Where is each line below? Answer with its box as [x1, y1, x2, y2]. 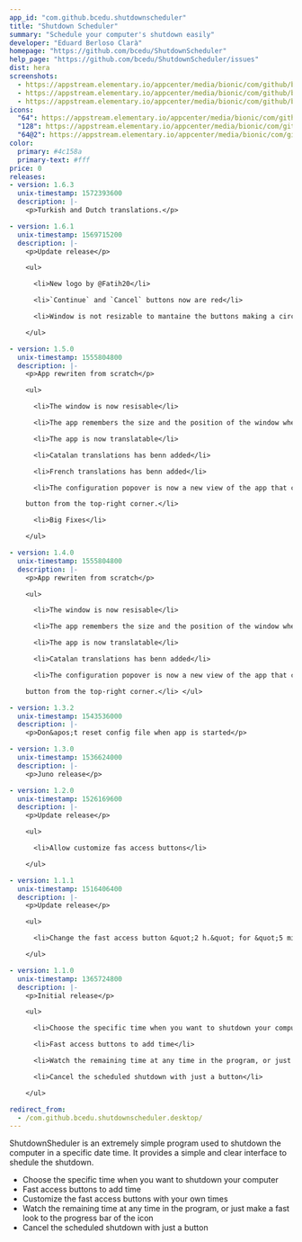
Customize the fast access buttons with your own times [22, 1193, 228, 1204]
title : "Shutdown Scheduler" [9, 22, 119, 31]
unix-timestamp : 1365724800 [17, 974, 123, 984]
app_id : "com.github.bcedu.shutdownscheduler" [9, 13, 187, 22]
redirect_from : [9, 1104, 67, 1114]
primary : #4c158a [17, 147, 83, 156]
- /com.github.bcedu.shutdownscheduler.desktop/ [17, 1113, 203, 1122]
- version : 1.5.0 [9, 344, 75, 354]
